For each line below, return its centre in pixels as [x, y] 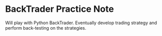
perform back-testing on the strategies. [46, 28]
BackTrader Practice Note [59, 9]
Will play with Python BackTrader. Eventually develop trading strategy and [81, 23]
